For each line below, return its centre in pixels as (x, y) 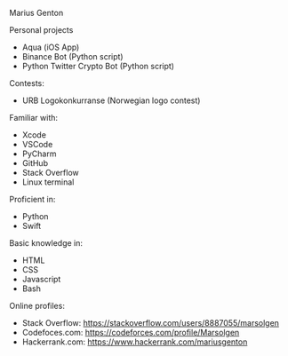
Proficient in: (32, 199)
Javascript (41, 279)
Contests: (27, 83)
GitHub (35, 163)
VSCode (37, 144)
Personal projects (41, 30)
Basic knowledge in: (46, 243)
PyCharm (39, 154)
